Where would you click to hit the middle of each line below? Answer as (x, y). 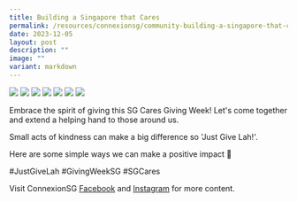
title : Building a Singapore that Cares (85, 17)
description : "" (39, 50)
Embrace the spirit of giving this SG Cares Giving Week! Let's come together (148, 110)
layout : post (33, 42)
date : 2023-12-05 (41, 34)
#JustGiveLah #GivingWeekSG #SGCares (85, 171)
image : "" (27, 58)
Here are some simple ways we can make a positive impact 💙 (121, 154)
